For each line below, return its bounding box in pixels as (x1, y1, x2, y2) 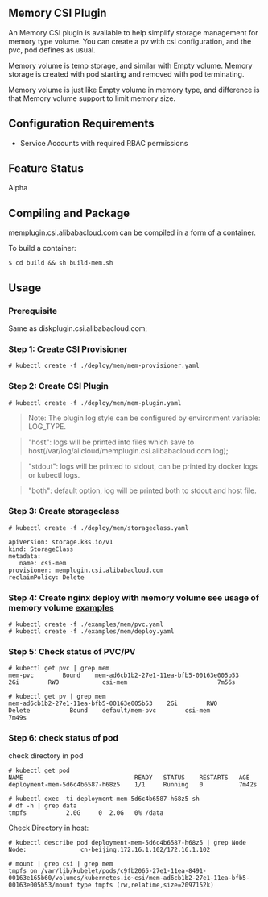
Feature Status (8, 161, 85, 176)
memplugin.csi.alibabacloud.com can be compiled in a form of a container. (8, 227, 256, 237)
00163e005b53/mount (8, 881, 74, 889)
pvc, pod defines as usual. (8, 44, 96, 55)
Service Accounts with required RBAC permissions (19, 138, 188, 148)
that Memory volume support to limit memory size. (8, 93, 175, 103)
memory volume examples (8, 602, 114, 613)
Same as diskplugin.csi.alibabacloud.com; (8, 323, 148, 333)
